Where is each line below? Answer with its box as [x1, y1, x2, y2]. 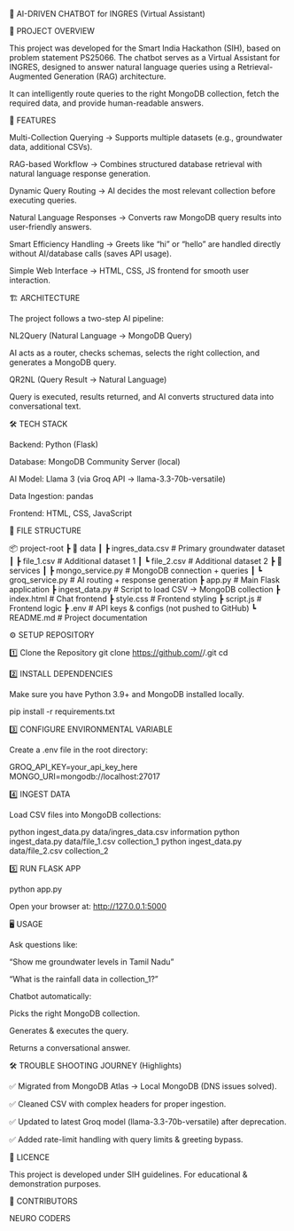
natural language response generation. [9, 169, 151, 179]
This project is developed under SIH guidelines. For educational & [9, 1169, 248, 1179]
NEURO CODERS [9, 1213, 71, 1223]
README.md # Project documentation [9, 613, 148, 623]
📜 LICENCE [9, 1152, 50, 1163]
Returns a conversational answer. [9, 1043, 131, 1052]
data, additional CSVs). [9, 142, 93, 152]
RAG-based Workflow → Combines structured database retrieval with [9, 159, 263, 169]
